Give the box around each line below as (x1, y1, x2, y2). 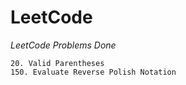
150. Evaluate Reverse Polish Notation (10, 67, 177, 77)
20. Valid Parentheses (10, 58, 105, 68)
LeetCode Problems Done (10, 39, 117, 51)
